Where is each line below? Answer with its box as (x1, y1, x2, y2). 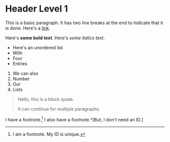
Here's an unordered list (12, 44, 63, 50)
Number (12, 76, 30, 82)
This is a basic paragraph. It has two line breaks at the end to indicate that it (5, 20, 163, 26)
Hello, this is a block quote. (17, 96, 74, 102)
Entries (12, 60, 28, 66)
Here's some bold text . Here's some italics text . (5, 35, 105, 41)
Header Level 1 (5, 3, 68, 15)
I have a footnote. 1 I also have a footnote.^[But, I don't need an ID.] (5, 115, 143, 122)
